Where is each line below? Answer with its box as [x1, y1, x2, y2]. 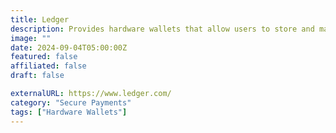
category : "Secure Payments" [10, 97, 132, 108]
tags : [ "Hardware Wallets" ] [10, 107, 128, 117]
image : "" [10, 33, 52, 43]
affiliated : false [10, 61, 87, 71]
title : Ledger [10, 14, 70, 25]
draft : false [10, 71, 65, 81]
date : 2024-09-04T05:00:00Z [10, 42, 128, 53]
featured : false [10, 52, 78, 62]
